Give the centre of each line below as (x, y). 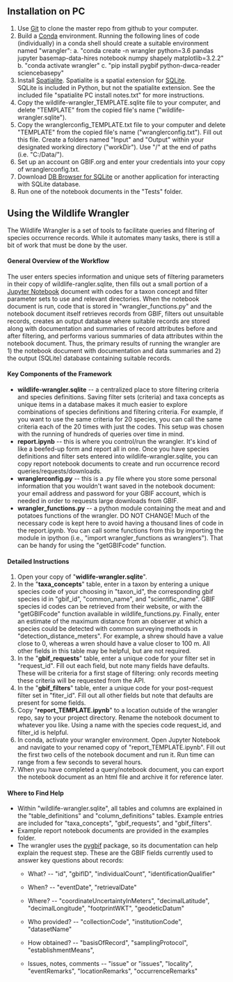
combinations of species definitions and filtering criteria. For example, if (120, 412)
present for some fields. (51, 703)
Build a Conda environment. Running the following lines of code (108, 36)
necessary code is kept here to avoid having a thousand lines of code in (120, 523)
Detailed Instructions (38, 561)
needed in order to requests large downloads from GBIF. (98, 501)
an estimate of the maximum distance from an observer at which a (112, 621)
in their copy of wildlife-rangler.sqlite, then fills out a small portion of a (108, 284)
